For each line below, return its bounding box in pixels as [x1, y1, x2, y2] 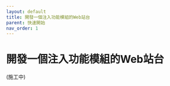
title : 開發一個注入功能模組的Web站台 [6, 14, 91, 20]
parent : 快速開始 [6, 20, 46, 26]
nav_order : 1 [6, 25, 39, 31]
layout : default [6, 8, 46, 15]
